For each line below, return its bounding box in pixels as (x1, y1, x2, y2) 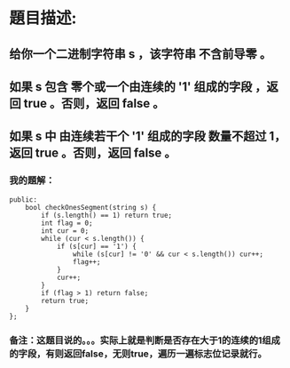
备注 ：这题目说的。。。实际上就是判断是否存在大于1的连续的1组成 (9, 334, 281, 347)
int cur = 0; (41, 226, 90, 236)
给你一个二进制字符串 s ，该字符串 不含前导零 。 (9, 46, 272, 61)
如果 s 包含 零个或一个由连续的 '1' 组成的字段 (9, 79, 253, 94)
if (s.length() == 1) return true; (41, 211, 173, 220)
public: (9, 195, 38, 204)
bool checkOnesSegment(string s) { (25, 203, 157, 212)
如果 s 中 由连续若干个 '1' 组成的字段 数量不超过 (9, 129, 267, 144)
